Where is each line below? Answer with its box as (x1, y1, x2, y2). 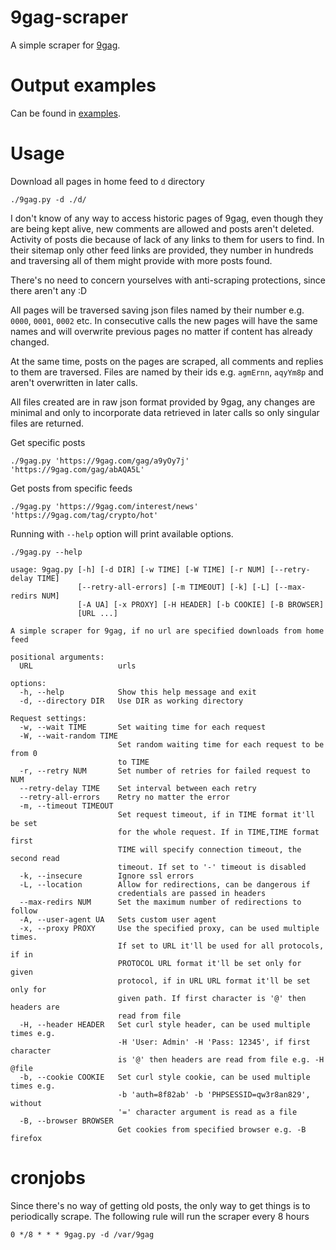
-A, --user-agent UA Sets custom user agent (19, 914, 217, 925)
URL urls (19, 661, 137, 671)
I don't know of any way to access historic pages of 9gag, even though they (10, 212, 324, 224)
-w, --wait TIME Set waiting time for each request (19, 722, 267, 732)
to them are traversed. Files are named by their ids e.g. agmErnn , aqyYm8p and (10, 366, 324, 378)
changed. (10, 336, 50, 348)
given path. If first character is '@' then (117, 993, 307, 1003)
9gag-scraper (10, 6, 129, 29)
